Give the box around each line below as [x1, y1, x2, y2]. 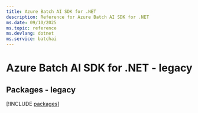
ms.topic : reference [6, 25, 57, 31]
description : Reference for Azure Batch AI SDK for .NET [6, 14, 150, 20]
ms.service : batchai [6, 36, 57, 42]
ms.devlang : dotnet [6, 31, 54, 36]
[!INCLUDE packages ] [6, 101, 60, 107]
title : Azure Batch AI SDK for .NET [6, 8, 96, 15]
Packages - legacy [6, 85, 76, 95]
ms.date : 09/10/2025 [6, 19, 57, 25]
